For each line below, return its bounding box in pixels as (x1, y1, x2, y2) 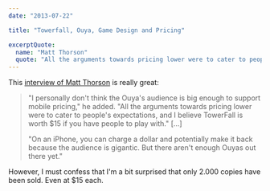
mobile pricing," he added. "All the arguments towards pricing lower (27, 102, 252, 112)
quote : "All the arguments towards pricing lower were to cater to (15, 55, 247, 64)
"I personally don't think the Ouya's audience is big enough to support (27, 93, 261, 103)
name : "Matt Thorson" (15, 48, 88, 56)
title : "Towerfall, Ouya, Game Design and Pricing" (8, 26, 185, 35)
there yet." (27, 152, 63, 161)
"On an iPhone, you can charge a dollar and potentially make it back (27, 134, 253, 144)
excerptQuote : (8, 41, 56, 49)
